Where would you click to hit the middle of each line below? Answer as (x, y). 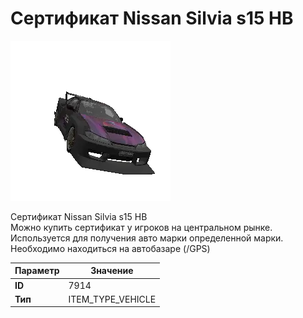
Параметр (37, 271)
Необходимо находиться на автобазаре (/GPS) (110, 248)
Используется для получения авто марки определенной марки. (147, 238)
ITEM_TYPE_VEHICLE (112, 299)
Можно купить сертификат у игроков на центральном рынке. (141, 227)
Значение (112, 271)
